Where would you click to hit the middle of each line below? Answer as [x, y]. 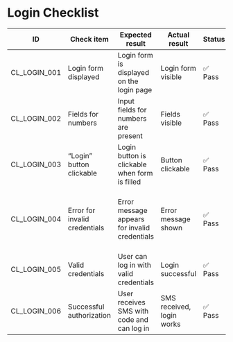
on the [128, 81]
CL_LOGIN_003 [36, 164]
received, [176, 307]
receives [131, 302]
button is [132, 155]
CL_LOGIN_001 [36, 72]
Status [214, 39]
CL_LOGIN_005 [36, 269]
